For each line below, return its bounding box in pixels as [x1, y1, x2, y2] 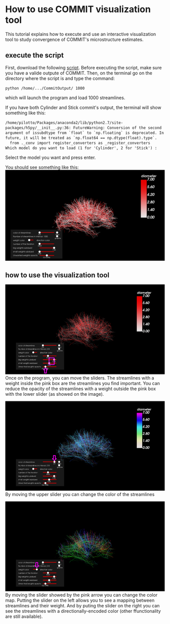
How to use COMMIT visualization [5, 4, 151, 15]
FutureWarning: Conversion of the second [73, 125, 162, 130]
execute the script [5, 51, 64, 60]
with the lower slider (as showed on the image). [5, 391, 104, 397]
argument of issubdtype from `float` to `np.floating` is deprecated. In [5, 130, 164, 135]
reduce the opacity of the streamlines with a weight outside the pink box [5, 386, 156, 392]
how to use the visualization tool [5, 271, 110, 279]
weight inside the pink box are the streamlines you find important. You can [5, 380, 160, 386]
